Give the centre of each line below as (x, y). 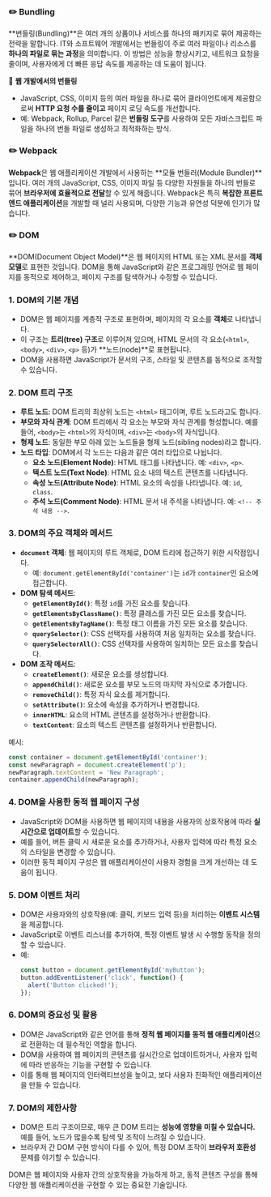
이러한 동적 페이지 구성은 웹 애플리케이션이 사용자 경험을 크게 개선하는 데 (134, 861)
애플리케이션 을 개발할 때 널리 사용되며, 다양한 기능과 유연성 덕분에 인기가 (138, 203)
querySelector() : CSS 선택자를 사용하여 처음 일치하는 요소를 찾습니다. (144, 633)
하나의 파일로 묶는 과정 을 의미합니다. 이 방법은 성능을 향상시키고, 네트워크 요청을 (134, 53)
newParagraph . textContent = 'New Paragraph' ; (86, 772)
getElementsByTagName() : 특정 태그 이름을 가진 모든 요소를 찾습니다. (140, 623)
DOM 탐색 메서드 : (48, 592)
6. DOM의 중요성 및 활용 (53, 1015)
